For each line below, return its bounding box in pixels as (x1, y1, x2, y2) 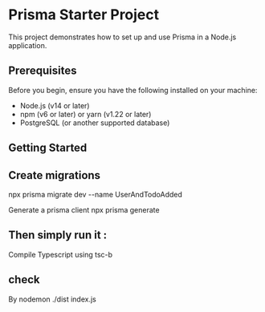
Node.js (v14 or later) (19, 100, 90, 110)
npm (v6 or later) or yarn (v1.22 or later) (19, 109, 152, 119)
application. (8, 40, 47, 50)
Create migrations (8, 168, 101, 182)
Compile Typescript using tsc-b (8, 249, 113, 259)
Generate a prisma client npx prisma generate (8, 205, 160, 214)
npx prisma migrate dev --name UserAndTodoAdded (8, 189, 183, 199)
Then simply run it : (8, 229, 108, 242)
